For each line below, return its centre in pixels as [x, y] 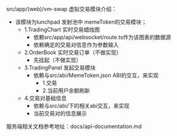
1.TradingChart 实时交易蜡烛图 [62, 30]
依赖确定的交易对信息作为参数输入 [76, 45]
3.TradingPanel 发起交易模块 [60, 68]
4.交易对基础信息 [45, 98]
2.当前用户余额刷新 [66, 91]
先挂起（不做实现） [57, 60]
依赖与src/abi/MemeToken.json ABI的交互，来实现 [96, 75]
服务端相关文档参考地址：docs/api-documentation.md [74, 126]
